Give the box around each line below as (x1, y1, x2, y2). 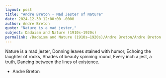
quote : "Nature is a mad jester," (5, 26, 77, 31)
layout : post (5, 7, 32, 12)
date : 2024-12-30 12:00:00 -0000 (5, 16, 75, 21)
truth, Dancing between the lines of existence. (5, 59, 99, 65)
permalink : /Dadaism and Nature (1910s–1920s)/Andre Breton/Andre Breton (5, 35, 162, 40)
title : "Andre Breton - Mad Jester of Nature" (5, 12, 103, 17)
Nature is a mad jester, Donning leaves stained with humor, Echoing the (5, 48, 151, 54)
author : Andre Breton (5, 21, 50, 26)
